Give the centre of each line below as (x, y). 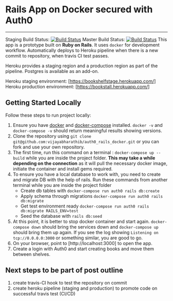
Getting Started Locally (43, 103)
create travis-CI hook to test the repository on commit (70, 283)
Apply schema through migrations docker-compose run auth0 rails (92, 196)
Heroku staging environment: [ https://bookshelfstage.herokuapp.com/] (81, 81)
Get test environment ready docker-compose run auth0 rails (85, 206)
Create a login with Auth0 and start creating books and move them (83, 249)
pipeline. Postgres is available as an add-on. (52, 71)
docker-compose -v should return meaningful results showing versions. (87, 130)
